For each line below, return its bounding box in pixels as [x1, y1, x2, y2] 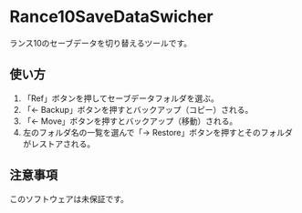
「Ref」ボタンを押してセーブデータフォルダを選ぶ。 [22, 93, 219, 104]
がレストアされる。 [22, 138, 96, 149]
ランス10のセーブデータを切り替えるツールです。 [9, 37, 193, 48]
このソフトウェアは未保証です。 [9, 193, 130, 204]
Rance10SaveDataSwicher [9, 6, 214, 27]
